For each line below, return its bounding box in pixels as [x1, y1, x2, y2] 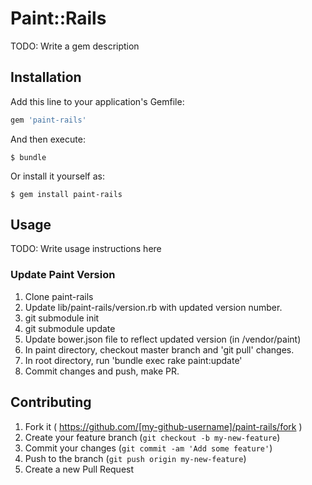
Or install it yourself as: [10, 170, 105, 182]
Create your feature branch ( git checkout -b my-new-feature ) [24, 431, 281, 443]
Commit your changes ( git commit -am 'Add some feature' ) [24, 442, 273, 454]
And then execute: [10, 133, 86, 145]
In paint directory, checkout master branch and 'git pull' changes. [24, 343, 295, 356]
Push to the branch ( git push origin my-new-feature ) [24, 452, 247, 464]
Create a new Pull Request [24, 463, 135, 475]
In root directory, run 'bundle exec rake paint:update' [24, 354, 243, 366]
